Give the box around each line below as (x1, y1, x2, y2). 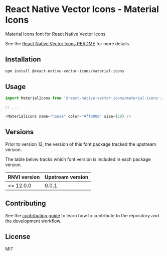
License (5, 232, 31, 241)
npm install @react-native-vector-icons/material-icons (5, 68, 124, 73)
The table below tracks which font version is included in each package (5, 156, 151, 162)
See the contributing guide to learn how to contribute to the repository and (5, 212, 159, 218)
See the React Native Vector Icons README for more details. (5, 40, 130, 46)
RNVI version (8, 174, 40, 181)
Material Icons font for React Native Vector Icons (5, 31, 106, 37)
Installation (5, 55, 41, 64)
